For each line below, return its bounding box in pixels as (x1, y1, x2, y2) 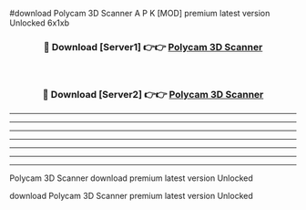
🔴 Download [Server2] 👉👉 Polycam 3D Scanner (42, 89, 264, 101)
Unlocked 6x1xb (9, 17, 70, 28)
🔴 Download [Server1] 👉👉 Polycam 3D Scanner (43, 40, 263, 53)
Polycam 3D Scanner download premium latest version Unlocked (9, 173, 253, 184)
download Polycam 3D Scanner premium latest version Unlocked (9, 190, 253, 201)
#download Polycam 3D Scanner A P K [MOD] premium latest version (9, 8, 270, 18)
